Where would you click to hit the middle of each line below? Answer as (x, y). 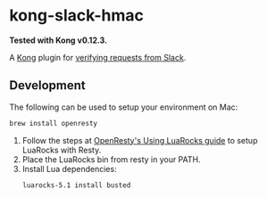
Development (48, 86)
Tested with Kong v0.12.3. (58, 40)
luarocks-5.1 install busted (76, 185)
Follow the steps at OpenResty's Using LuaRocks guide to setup (140, 140)
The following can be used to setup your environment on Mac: (124, 107)
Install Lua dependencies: (70, 168)
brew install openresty (54, 123)
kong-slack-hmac (77, 16)
